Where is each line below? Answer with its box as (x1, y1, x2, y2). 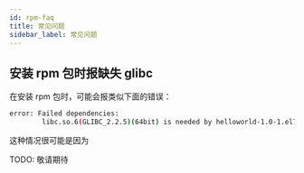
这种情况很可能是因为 (9, 134, 89, 145)
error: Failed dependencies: (9, 109, 119, 118)
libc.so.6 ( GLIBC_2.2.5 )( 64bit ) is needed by (42, 118, 213, 127)
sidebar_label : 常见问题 (9, 30, 98, 39)
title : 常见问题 (9, 22, 65, 31)
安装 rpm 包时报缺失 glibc (9, 65, 154, 81)
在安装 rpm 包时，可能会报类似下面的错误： (9, 91, 172, 102)
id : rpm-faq (9, 13, 54, 23)
